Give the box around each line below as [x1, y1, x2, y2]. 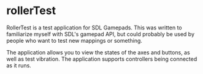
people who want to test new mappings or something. [6, 37, 143, 44]
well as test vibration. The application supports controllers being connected [6, 55, 197, 62]
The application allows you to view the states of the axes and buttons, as [6, 48, 190, 56]
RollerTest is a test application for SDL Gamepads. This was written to [6, 24, 182, 31]
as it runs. [6, 62, 32, 69]
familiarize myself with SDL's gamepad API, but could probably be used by [6, 30, 195, 37]
